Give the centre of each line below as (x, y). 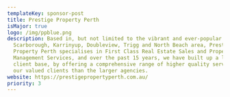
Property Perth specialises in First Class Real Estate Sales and (110, 52)
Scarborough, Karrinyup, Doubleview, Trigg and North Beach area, (110, 45)
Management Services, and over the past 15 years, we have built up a (116, 58)
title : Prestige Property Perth (53, 20)
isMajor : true (27, 26)
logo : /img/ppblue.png (39, 32)
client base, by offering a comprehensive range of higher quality (112, 64)
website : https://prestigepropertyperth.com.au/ (78, 77)
